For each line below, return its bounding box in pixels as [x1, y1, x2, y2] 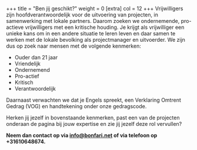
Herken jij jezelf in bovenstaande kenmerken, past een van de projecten [6, 114, 180, 121]
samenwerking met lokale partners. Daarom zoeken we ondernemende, [6, 18, 180, 24]
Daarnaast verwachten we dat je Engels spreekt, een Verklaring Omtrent [6, 96, 181, 104]
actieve [6, 24, 24, 31]
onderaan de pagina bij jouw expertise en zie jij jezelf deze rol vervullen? [6, 121, 182, 127]
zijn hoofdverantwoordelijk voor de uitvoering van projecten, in [6, 11, 159, 18]
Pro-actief [14, 73, 39, 79]
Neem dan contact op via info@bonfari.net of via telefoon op [6, 132, 158, 139]
